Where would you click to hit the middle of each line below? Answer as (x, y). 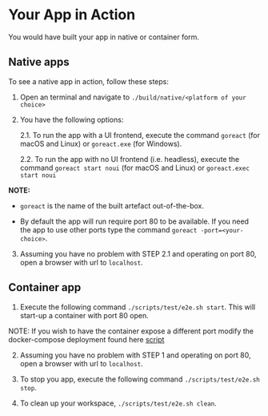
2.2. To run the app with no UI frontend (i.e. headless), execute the (130, 159)
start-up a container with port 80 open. (84, 315)
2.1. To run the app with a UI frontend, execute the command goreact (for (140, 135)
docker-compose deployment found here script (86, 339)
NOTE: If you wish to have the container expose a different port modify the (131, 331)
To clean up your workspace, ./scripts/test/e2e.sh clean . (118, 403)
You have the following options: (72, 119)
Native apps (39, 62)
